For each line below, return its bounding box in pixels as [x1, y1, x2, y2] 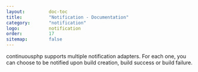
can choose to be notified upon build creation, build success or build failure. [6, 59, 193, 66]
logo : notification [6, 25, 81, 32]
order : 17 [6, 31, 55, 37]
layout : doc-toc [6, 8, 68, 15]
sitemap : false [6, 36, 62, 42]
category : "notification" [6, 20, 86, 26]
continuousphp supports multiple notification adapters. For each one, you [6, 53, 186, 60]
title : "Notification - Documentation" [6, 14, 129, 20]
